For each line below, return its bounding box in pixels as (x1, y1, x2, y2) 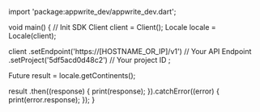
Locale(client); (8, 31, 57, 40)
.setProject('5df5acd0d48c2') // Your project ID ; (8, 56, 172, 64)
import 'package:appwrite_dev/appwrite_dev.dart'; (8, 7, 177, 16)
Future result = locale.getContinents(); (8, 71, 136, 80)
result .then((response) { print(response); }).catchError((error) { (8, 86, 220, 96)
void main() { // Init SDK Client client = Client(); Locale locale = (8, 23, 216, 31)
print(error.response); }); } (8, 95, 96, 104)
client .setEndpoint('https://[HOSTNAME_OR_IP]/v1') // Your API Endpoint (8, 47, 252, 56)
